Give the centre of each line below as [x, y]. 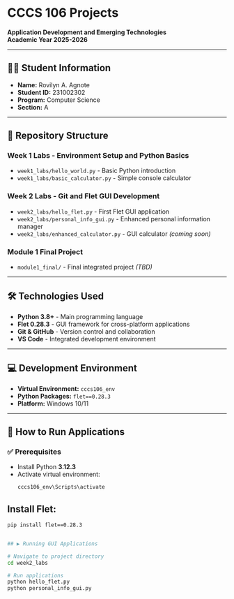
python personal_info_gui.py [49, 589]
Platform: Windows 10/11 [53, 404]
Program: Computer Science [59, 100]
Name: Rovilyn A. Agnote [54, 84]
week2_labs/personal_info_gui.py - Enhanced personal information [114, 219]
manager [30, 226]
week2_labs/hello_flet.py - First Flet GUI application [93, 212]
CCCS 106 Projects [63, 13]
